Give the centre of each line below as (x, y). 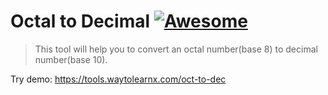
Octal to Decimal (80, 21)
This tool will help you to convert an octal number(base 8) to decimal (176, 49)
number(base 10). (71, 59)
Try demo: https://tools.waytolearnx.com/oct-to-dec (118, 79)
